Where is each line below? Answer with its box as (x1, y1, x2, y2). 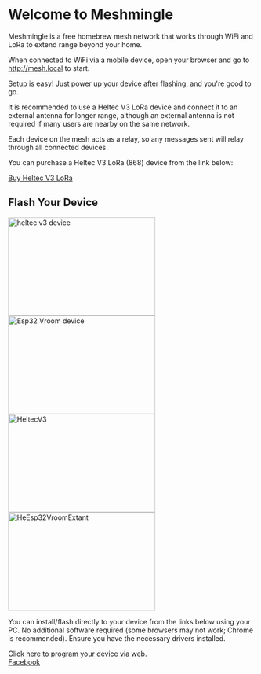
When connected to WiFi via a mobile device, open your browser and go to (8, 55, 250, 64)
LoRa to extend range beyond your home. (8, 39, 143, 49)
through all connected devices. (8, 142, 108, 152)
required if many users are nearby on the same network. (8, 119, 190, 128)
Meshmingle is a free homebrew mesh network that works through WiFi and (8, 31, 253, 41)
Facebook (8, 657, 41, 666)
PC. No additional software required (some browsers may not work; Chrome (8, 625, 253, 635)
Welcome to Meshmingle (8, 6, 174, 24)
